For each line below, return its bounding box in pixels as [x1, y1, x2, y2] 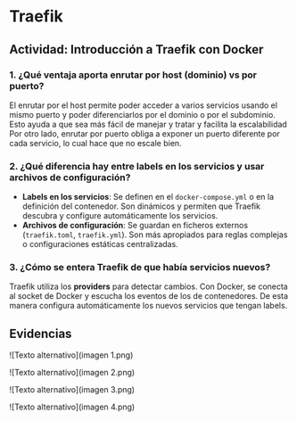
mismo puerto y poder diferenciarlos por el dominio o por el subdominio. [9, 109, 276, 120]
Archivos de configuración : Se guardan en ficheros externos [21, 220, 248, 231]
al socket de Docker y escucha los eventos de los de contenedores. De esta [9, 291, 288, 301]
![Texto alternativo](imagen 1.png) [9, 350, 134, 360]
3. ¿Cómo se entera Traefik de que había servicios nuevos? [9, 261, 271, 274]
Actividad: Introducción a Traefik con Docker [9, 42, 264, 57]
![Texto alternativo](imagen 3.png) [9, 384, 136, 395]
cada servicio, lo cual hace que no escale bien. [9, 137, 182, 148]
